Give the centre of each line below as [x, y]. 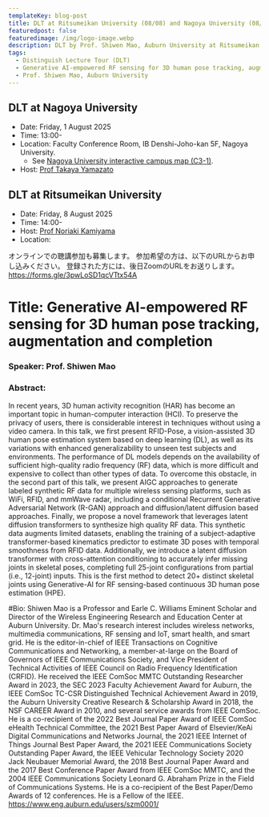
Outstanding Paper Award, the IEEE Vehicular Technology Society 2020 [126, 753]
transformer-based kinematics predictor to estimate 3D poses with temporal [134, 541]
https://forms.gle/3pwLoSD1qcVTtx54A [73, 275]
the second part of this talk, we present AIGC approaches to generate [123, 482]
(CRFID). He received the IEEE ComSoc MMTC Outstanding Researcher [126, 676]
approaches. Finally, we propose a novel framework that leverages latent [128, 516]
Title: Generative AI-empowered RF [128, 307]
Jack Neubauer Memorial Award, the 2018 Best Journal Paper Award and [129, 761]
